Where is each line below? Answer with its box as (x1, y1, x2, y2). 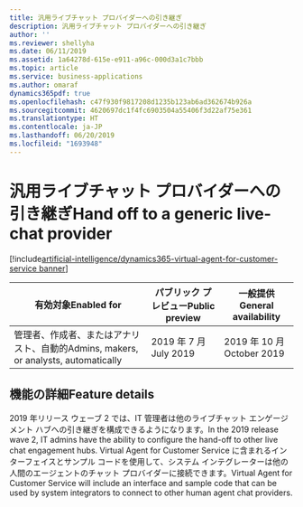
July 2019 (151, 347, 196, 360)
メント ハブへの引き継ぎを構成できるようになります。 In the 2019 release (9, 424, 280, 435)
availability (233, 310, 281, 323)
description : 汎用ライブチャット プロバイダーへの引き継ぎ (9, 22, 207, 31)
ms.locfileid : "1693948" (9, 139, 103, 148)
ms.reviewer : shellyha (9, 38, 95, 48)
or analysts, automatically (14, 353, 123, 366)
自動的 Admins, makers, (40, 342, 139, 354)
